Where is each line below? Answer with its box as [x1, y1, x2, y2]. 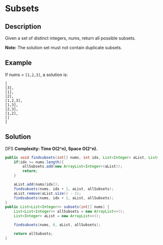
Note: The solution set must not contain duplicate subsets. [5, 45, 122, 50]
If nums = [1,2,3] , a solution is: [5, 72, 68, 77]
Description [5, 22, 41, 31]
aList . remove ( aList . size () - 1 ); [14, 191, 81, 196]
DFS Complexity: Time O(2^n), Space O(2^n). [5, 146, 98, 151]
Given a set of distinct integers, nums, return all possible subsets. [5, 35, 136, 41]
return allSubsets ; [14, 231, 53, 236]
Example [5, 59, 32, 67]
